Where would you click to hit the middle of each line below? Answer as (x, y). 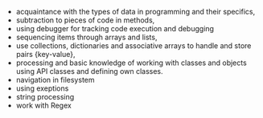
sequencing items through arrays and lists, (86, 37)
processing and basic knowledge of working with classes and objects (131, 63)
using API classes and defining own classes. (89, 71)
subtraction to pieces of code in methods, (85, 20)
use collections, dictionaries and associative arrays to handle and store (134, 46)
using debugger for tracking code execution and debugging (115, 28)
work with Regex (44, 105)
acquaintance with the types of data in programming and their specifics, (136, 12)
